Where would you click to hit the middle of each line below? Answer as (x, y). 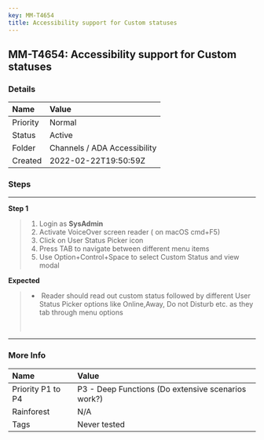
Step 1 (18, 209)
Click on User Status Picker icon (91, 241)
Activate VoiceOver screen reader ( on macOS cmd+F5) (130, 232)
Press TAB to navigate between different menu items (124, 249)
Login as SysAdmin (71, 224)
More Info (27, 355)
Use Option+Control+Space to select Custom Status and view (139, 257)
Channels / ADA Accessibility (103, 148)
